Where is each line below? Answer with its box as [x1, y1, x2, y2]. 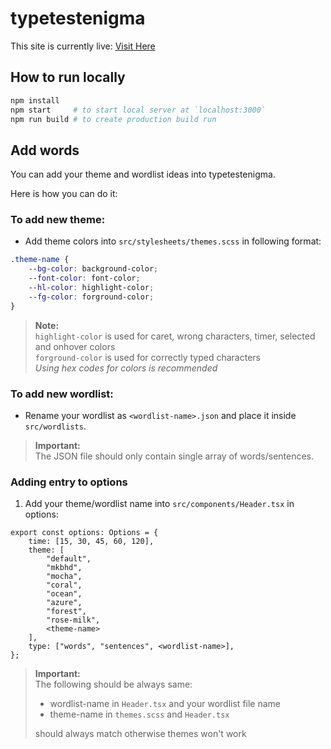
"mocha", [46, 572, 83, 582]
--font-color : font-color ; [28, 273, 141, 284]
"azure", [46, 598, 83, 608]
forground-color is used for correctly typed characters [34, 351, 261, 363]
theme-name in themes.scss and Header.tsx [49, 708, 230, 721]
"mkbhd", [46, 563, 83, 573]
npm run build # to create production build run [10, 114, 217, 124]
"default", [46, 554, 92, 564]
